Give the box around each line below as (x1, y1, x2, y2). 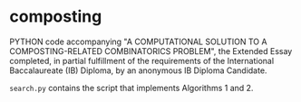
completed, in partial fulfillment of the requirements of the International (9, 55, 275, 66)
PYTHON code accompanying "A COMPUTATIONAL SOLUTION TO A (9, 36, 267, 47)
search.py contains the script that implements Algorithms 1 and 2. (9, 82, 254, 93)
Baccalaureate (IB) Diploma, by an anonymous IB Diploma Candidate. (9, 65, 267, 76)
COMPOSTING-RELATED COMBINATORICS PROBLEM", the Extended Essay (9, 45, 293, 56)
